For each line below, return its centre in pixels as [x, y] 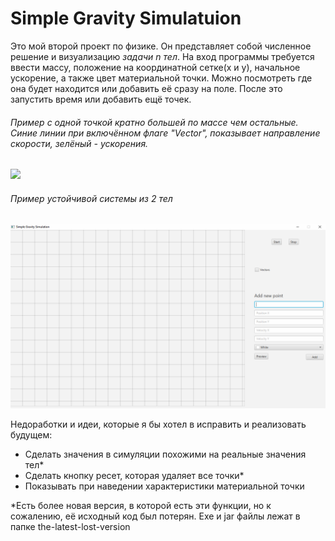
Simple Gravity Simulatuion [126, 18]
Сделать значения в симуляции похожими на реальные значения [165, 454]
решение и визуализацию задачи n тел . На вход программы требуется [162, 56]
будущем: [31, 434]
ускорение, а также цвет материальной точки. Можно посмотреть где [161, 78]
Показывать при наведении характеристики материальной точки [164, 486]
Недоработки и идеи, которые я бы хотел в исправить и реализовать [158, 424]
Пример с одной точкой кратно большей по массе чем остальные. [154, 122]
